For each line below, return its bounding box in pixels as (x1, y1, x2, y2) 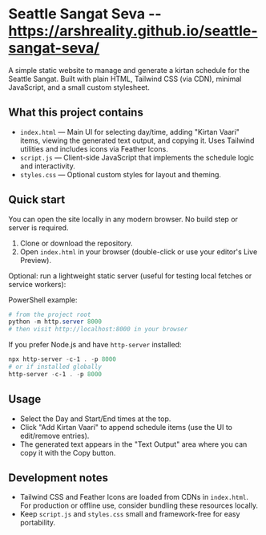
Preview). (19, 255, 52, 265)
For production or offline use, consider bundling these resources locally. (19, 501, 259, 510)
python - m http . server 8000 (8, 318, 103, 326)
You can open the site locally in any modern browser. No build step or (8, 214, 239, 224)
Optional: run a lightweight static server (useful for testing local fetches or (8, 270, 252, 281)
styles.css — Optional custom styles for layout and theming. (19, 169, 222, 179)
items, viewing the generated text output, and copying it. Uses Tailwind (19, 136, 255, 145)
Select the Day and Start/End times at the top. (19, 414, 171, 424)
